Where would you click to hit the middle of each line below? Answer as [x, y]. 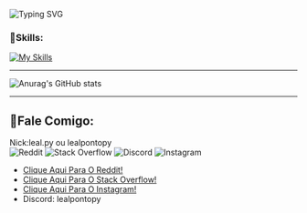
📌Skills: [26, 37]
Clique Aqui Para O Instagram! [79, 189]
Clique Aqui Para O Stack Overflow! [90, 180]
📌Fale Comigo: [52, 121]
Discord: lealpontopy [62, 199]
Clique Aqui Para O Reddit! [73, 170]
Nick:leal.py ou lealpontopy [61, 143]
